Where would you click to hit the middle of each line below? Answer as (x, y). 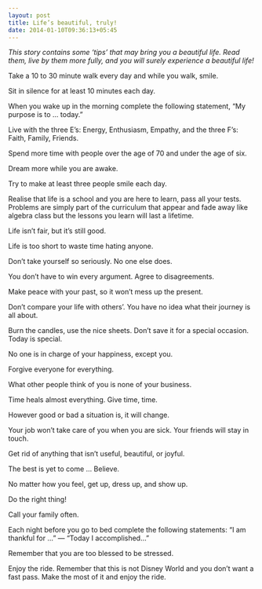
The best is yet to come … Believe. (64, 469)
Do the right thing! (37, 499)
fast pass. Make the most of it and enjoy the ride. (87, 577)
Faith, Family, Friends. (44, 138)
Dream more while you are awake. (63, 169)
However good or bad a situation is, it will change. (89, 415)
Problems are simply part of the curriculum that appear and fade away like (128, 207)
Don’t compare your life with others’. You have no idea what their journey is (129, 307)
